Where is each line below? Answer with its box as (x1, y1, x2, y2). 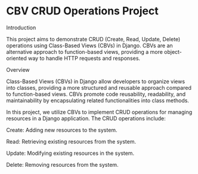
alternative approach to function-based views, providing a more (6, 48, 163, 55)
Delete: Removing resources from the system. (6, 161, 119, 168)
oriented (6, 54, 27, 62)
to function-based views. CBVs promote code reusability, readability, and (6, 90, 186, 97)
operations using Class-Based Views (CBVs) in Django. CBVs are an (6, 42, 173, 49)
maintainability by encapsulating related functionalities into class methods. (6, 97, 190, 104)
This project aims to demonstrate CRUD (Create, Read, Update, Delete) (6, 35, 181, 42)
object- (163, 48, 182, 55)
